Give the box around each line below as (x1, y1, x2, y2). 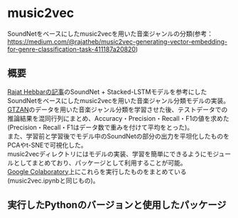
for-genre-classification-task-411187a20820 (7, 45, 136, 53)
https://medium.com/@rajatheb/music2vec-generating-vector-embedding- (7, 37, 228, 45)
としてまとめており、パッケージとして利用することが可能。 (13, 158, 187, 167)
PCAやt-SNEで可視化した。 (7, 141, 87, 149)
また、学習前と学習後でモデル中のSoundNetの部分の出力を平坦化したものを (7, 131, 229, 140)
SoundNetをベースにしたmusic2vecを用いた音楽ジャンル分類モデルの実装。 (7, 96, 230, 104)
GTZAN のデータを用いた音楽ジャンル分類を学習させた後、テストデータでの (7, 105, 228, 114)
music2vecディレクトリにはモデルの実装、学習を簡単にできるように (7, 149, 207, 158)
